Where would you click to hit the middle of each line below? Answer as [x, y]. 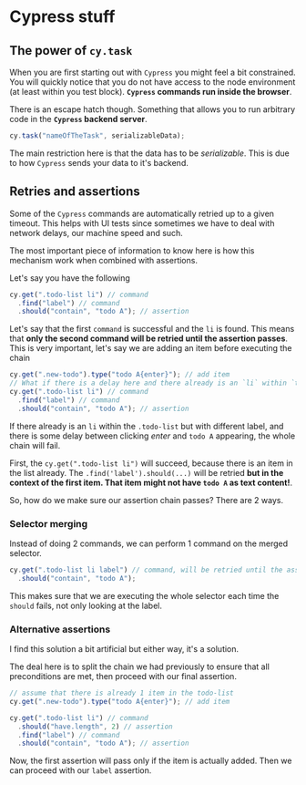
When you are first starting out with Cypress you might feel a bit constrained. [153, 72]
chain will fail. [35, 445]
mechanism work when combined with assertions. [104, 260]
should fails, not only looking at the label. [86, 605]
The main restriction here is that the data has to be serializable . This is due [149, 153]
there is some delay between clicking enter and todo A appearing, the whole [153, 436]
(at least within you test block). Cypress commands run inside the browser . [151, 92]
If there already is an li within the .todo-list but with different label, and [147, 426]
